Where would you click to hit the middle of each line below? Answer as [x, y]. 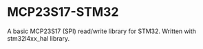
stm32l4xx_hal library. [39, 38]
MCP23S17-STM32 [63, 12]
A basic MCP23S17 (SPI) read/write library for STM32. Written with [101, 31]
